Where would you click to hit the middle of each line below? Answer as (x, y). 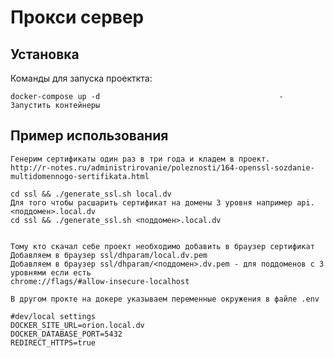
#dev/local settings (53, 316)
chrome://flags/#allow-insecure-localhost (100, 281)
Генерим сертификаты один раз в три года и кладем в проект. (140, 159)
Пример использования (89, 136)
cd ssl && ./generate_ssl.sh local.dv (91, 194)
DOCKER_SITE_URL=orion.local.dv (77, 325)
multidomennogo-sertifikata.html (80, 176)
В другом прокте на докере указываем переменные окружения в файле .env (165, 299)
